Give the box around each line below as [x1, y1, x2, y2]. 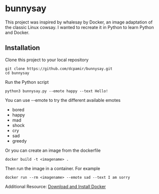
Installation [5, 44, 40, 52]
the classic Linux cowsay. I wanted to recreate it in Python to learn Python [5, 24, 154, 30]
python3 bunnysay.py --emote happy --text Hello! [5, 89, 109, 94]
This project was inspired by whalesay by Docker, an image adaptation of [5, 19, 153, 25]
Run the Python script [5, 79, 49, 85]
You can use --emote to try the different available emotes [5, 97, 121, 103]
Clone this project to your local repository [5, 57, 89, 63]
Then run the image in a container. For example [5, 165, 100, 171]
